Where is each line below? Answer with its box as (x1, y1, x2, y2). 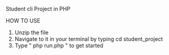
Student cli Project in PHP (6, 5, 71, 12)
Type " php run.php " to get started (14, 42, 103, 49)
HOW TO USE (6, 17, 40, 24)
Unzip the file (14, 29, 49, 36)
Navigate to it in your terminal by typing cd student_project (14, 35, 163, 42)
